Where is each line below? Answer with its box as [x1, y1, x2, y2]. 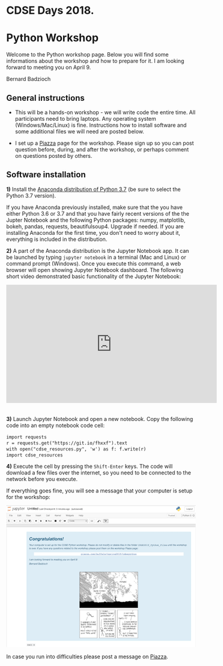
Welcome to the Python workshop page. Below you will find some [6, 51, 169, 58]
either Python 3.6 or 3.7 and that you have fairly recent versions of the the [6, 210, 189, 217]
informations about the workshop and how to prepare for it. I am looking [6, 58, 185, 65]
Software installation [6, 169, 86, 180]
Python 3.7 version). [6, 192, 57, 199]
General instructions [6, 92, 85, 103]
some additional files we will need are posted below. [14, 127, 144, 135]
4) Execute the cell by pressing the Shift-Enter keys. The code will [6, 462, 173, 470]
